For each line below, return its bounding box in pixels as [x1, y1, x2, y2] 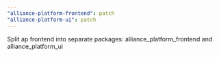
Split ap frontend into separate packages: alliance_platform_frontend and [7, 35, 213, 43]
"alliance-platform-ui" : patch [7, 16, 96, 23]
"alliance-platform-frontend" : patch [7, 9, 115, 17]
